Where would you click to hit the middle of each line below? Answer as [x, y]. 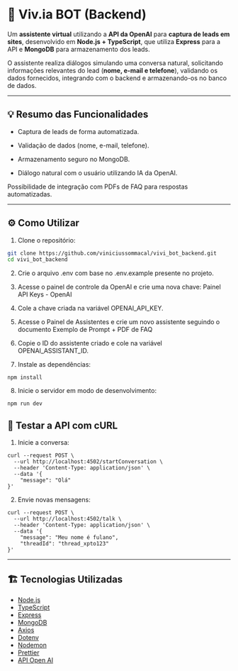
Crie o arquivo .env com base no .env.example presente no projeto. [116, 273]
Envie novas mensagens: [54, 500]
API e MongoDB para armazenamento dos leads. [79, 49]
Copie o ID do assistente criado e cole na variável [90, 343]
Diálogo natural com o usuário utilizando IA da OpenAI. [97, 172]
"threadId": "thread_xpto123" [65, 544]
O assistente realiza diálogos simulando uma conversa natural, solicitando [115, 62]
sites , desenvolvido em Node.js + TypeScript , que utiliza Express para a [114, 41]
